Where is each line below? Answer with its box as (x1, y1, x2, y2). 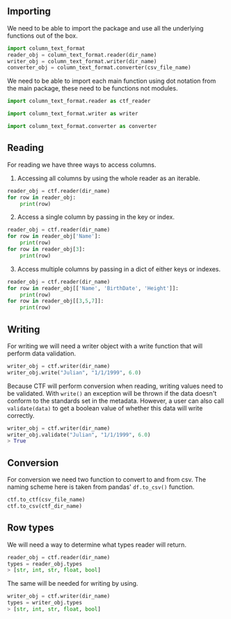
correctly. (7, 411, 35, 419)
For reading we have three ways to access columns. (7, 160, 157, 169)
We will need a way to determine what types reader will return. (7, 540, 186, 549)
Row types (7, 522, 54, 534)
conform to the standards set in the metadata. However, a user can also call (7, 396, 224, 405)
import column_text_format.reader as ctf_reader (7, 97, 151, 105)
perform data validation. (7, 349, 77, 357)
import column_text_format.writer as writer (7, 111, 138, 118)
